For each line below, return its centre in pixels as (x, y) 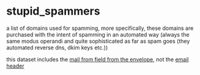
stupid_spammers (53, 11)
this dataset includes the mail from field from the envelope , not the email (98, 59)
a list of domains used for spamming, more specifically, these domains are (100, 28)
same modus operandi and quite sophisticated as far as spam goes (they (98, 41)
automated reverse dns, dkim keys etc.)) (57, 48)
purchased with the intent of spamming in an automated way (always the (98, 34)
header (15, 66)
